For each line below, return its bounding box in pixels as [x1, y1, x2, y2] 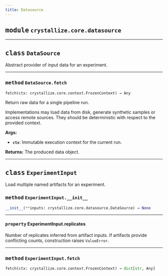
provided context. [5, 120, 41, 126]
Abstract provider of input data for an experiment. [5, 62, 107, 68]
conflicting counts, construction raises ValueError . [5, 237, 109, 243]
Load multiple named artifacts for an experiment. [5, 181, 106, 188]
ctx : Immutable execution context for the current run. [12, 139, 122, 145]
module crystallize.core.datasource [5, 26, 121, 35]
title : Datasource [5, 7, 43, 13]
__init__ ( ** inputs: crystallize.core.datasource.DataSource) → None [5, 205, 151, 210]
